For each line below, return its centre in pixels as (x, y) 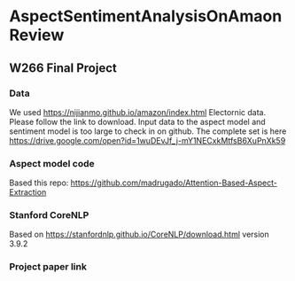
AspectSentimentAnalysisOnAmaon (146, 16)
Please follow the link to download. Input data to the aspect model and (137, 121)
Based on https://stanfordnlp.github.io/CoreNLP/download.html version (140, 234)
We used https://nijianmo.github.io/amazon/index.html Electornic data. (138, 112)
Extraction (28, 192)
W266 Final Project (63, 68)
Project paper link (48, 267)
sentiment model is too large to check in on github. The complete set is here (148, 131)
